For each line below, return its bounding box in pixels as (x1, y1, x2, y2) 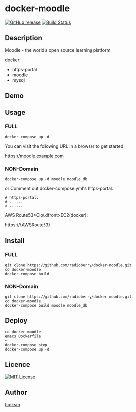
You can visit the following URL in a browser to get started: (5, 143, 125, 149)
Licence (5, 360, 31, 369)
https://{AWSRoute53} (5, 222, 51, 228)
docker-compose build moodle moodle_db (5, 303, 88, 308)
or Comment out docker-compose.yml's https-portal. (5, 185, 114, 192)
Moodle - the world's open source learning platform (5, 47, 111, 53)
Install (5, 236, 25, 245)
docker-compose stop (5, 342, 48, 347)
